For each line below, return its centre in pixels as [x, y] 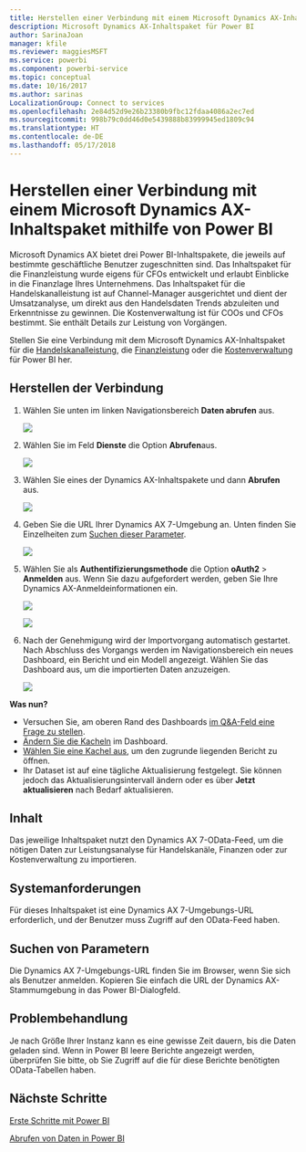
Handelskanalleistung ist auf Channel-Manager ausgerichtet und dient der [148, 293]
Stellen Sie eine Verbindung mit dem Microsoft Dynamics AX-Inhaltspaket [147, 340]
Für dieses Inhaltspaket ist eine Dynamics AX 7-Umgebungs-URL [132, 910]
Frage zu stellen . [54, 731]
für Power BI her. [41, 359]
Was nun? [29, 704]
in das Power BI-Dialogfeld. [129, 990]
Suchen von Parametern [80, 949]
